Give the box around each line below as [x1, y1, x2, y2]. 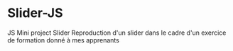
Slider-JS [7, 5, 63, 21]
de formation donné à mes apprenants [7, 35, 119, 44]
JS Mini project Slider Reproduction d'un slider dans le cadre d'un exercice [7, 28, 227, 37]
